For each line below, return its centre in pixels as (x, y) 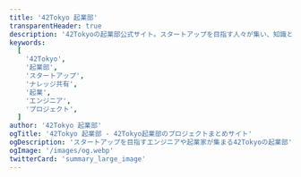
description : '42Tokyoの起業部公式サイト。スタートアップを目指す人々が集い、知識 (148, 34)
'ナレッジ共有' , (52, 84)
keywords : (28, 42)
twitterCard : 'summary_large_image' (77, 159)
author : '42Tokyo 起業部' (56, 126)
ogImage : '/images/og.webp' (62, 150)
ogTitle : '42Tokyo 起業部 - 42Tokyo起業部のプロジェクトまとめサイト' (131, 134)
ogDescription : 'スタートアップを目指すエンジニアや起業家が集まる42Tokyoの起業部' (151, 142)
